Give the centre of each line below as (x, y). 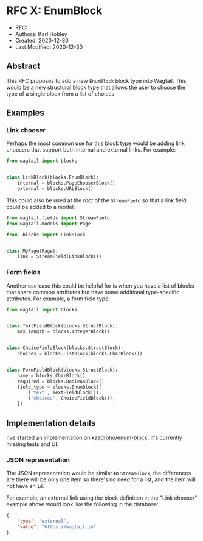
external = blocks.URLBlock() (56, 189)
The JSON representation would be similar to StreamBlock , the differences (99, 473)
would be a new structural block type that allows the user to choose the (96, 87)
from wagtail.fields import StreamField (58, 218)
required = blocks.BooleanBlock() (61, 381)
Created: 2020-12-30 (42, 40)
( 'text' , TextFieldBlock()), (65, 393)
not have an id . (25, 486)
